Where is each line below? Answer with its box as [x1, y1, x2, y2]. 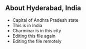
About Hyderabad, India [5, 4, 81, 12]
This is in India [12, 22, 42, 28]
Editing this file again [12, 33, 56, 39]
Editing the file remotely [12, 38, 61, 44]
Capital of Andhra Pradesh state [12, 17, 78, 23]
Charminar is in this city [12, 27, 61, 34]
